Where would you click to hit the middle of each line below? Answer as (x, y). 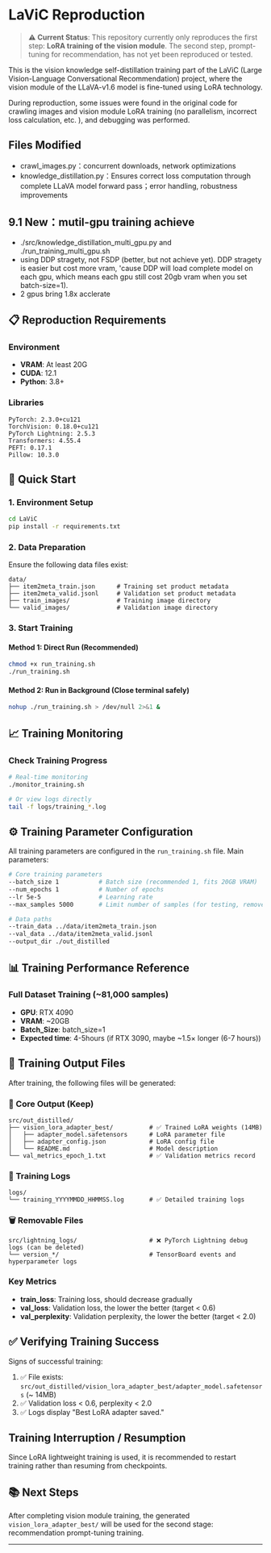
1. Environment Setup (51, 502)
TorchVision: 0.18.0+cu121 (54, 426)
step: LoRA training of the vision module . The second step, (127, 45)
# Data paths (30, 919)
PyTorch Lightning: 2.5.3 (52, 433)
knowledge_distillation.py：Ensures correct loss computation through (135, 176)
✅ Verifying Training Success (84, 1342)
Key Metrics (33, 1282)
